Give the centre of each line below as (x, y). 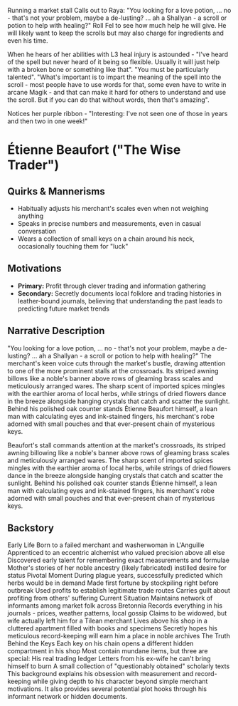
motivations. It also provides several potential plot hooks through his (107, 689)
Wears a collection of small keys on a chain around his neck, (106, 239)
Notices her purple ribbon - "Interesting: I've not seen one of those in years (118, 114)
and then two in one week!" (48, 121)
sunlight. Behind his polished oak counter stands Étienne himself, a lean (112, 483)
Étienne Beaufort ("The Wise (94, 150)
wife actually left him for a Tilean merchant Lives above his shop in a (108, 621)
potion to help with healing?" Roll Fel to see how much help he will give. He (117, 25)
